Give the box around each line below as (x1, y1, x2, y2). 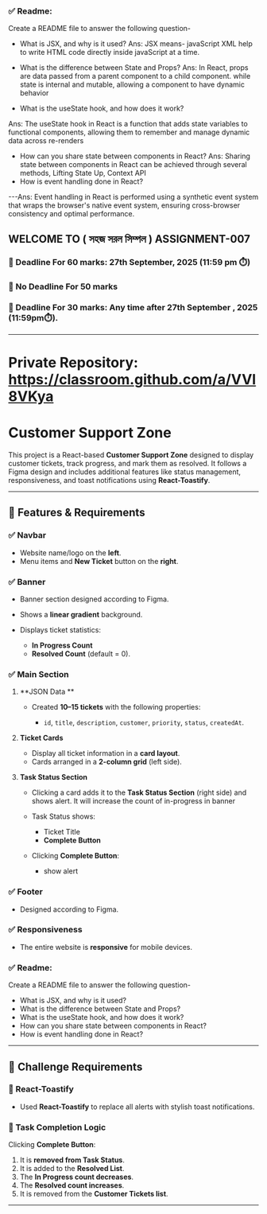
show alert (43, 866, 79, 876)
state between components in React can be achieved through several (19, 160, 248, 169)
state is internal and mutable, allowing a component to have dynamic (19, 80, 245, 89)
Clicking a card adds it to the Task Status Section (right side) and (31, 788, 247, 797)
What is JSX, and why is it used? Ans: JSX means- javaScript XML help (19, 39, 253, 49)
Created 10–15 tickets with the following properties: (31, 702, 201, 712)
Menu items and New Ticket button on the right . (19, 556, 179, 566)
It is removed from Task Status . (19, 1155, 125, 1165)
